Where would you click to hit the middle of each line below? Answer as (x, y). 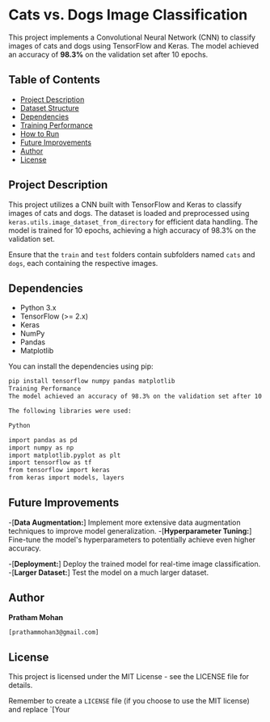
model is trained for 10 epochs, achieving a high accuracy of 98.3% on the (132, 230)
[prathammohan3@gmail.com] (54, 632)
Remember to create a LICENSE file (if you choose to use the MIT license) (129, 701)
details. (21, 686)
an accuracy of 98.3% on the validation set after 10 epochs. (108, 54)
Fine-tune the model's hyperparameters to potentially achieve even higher (132, 539)
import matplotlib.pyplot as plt (65, 455)
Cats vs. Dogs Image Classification (128, 15)
